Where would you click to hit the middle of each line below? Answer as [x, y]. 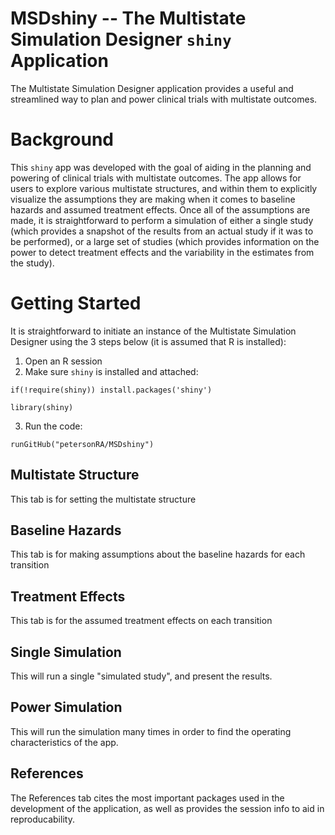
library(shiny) [42, 407]
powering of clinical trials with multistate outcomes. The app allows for [156, 178]
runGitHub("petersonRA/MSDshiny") [82, 444]
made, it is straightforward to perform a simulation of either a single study [162, 220]
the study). [32, 263]
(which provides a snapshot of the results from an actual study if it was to [162, 231]
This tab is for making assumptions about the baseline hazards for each [158, 554]
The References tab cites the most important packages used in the [147, 798]
